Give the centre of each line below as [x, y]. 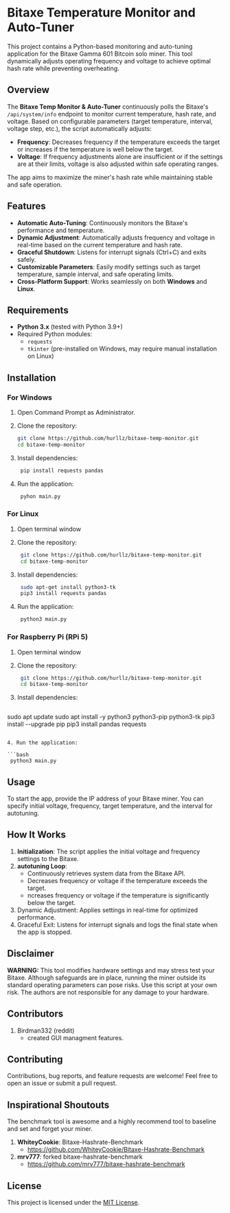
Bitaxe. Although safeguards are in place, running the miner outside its [106, 977]
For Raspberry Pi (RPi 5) [47, 637]
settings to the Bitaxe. [48, 858]
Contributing [35, 1059]
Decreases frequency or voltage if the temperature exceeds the [117, 880]
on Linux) [41, 356]
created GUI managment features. [75, 1037]
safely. [26, 259]
